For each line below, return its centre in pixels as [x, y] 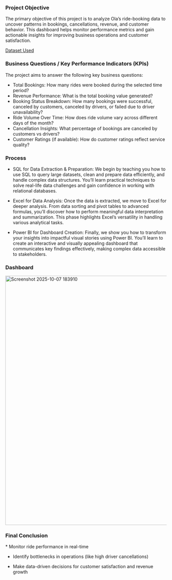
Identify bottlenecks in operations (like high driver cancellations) [80, 556]
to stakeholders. [30, 254]
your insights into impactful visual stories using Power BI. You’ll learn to [88, 238]
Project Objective [27, 8]
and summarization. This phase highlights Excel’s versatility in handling [88, 217]
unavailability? [28, 112]
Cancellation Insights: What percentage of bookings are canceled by [85, 128]
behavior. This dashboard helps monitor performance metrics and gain [80, 30]
